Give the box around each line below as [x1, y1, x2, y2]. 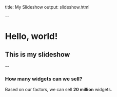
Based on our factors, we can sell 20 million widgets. [5, 87, 112, 93]
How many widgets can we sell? [5, 75, 83, 82]
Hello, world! [5, 31, 58, 42]
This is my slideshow [5, 50, 70, 58]
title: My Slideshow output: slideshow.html [5, 4, 90, 10]
